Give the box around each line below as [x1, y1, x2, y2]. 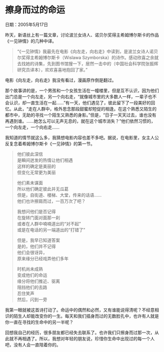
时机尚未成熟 [17, 266, 43, 272]
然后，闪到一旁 [17, 296, 47, 302]
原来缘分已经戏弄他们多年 [17, 255, 69, 262]
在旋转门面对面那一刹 [17, 215, 60, 220]
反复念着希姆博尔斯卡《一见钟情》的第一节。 [5, 140, 95, 147]
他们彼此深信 [17, 151, 43, 157]
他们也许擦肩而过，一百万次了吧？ [17, 198, 86, 204]
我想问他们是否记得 [17, 208, 56, 214]
